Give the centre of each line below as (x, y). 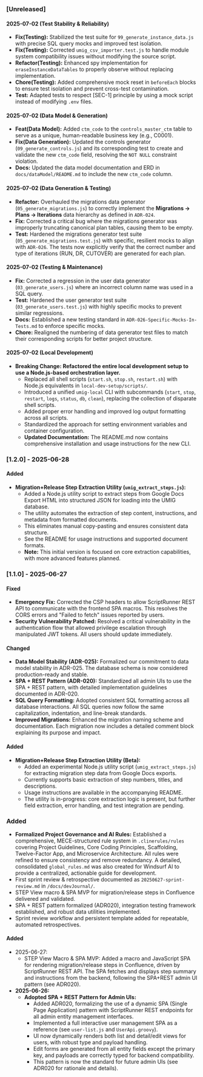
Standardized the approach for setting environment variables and (105, 424)
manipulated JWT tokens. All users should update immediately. (94, 634)
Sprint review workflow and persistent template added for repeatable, (102, 918)
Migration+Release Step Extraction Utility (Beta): (78, 760)
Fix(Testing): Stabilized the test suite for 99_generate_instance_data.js (104, 37)
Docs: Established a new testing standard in (70, 319)
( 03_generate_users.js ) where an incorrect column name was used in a (104, 287)
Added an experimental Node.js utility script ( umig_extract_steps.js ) (110, 767)
